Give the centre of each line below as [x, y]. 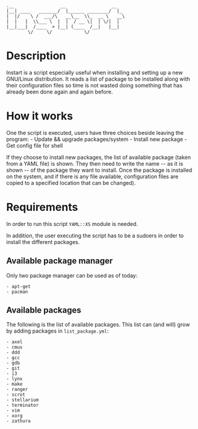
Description [36, 56]
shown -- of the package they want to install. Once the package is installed [99, 170]
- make [14, 384]
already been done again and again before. [60, 92]
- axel [14, 342]
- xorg [14, 416]
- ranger [17, 390]
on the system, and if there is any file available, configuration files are [92, 176]
